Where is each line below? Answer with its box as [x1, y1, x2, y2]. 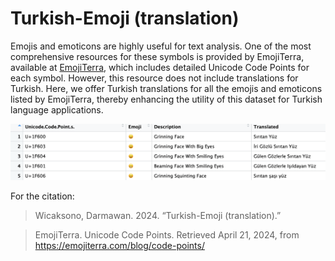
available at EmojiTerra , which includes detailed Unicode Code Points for [10, 61, 310, 73]
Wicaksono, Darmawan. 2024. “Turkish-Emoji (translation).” [34, 210, 282, 221]
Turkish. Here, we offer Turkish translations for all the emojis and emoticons [10, 82, 323, 94]
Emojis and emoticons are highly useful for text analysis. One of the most [10, 40, 312, 52]
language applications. [10, 103, 104, 116]
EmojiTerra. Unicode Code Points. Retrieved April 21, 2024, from [34, 229, 300, 241]
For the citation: [10, 190, 75, 202]
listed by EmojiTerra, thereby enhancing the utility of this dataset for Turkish [10, 93, 323, 105]
